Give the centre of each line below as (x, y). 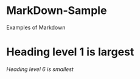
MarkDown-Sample (57, 11)
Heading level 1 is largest (70, 52)
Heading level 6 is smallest (40, 69)
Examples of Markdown (36, 27)
